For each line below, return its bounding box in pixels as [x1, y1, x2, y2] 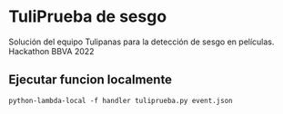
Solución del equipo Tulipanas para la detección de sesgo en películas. [8, 36, 275, 47]
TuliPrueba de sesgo [8, 6, 167, 27]
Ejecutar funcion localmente [8, 72, 173, 88]
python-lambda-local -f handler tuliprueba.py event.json [8, 96, 233, 105]
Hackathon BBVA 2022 [8, 45, 95, 56]
